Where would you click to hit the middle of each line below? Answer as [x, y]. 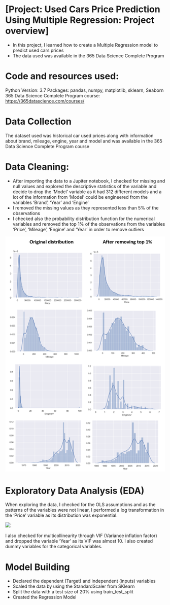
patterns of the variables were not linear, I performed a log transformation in [85, 510]
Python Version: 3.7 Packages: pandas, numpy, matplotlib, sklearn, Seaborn [84, 90]
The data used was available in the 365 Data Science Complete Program [88, 56]
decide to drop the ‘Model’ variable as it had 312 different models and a [87, 192]
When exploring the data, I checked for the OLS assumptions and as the [80, 505]
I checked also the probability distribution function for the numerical [83, 219]
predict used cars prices [38, 50]
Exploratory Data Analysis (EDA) [75, 491]
